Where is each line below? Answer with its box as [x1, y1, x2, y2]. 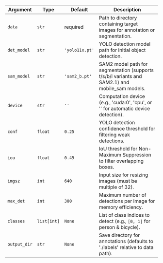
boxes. [98, 164, 114, 170]
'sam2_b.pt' [64, 74, 92, 79]
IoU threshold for [98, 146, 138, 152]
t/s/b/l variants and [98, 73, 142, 79]
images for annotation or [98, 27, 155, 33]
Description [113, 6, 142, 13]
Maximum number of [98, 192, 147, 198]
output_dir [7, 242, 33, 247]
